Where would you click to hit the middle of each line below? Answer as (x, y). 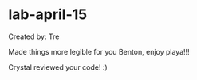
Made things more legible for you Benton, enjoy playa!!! (99, 51)
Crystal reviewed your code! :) (58, 67)
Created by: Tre (34, 36)
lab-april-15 (48, 15)
